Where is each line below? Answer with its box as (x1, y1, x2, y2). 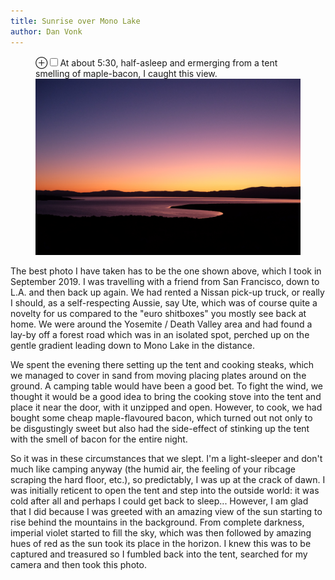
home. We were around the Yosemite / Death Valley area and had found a (10, 318, 313, 330)
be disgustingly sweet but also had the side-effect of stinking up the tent (10, 422, 310, 434)
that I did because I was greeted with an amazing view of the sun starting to (10, 505, 323, 517)
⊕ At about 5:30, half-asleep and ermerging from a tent (35, 56, 278, 69)
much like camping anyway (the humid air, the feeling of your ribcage (10, 463, 296, 475)
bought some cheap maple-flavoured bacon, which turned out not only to (10, 411, 313, 424)
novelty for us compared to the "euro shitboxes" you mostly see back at (10, 307, 307, 319)
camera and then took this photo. (10, 558, 147, 570)
